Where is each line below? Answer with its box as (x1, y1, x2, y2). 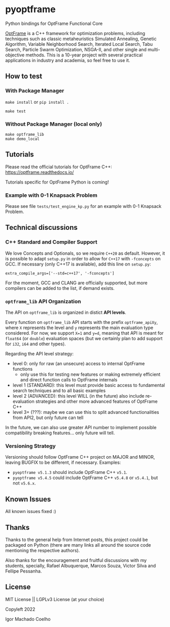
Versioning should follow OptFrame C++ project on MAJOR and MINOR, (5, 454, 155, 460)
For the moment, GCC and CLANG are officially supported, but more (5, 280, 148, 286)
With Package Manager (5, 87, 64, 95)
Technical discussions (5, 223, 78, 232)
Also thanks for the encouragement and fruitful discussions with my (5, 557, 147, 563)
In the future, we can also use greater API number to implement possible (5, 425, 157, 431)
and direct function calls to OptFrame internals (20, 377, 118, 383)
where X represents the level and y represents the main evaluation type (5, 324, 154, 331)
